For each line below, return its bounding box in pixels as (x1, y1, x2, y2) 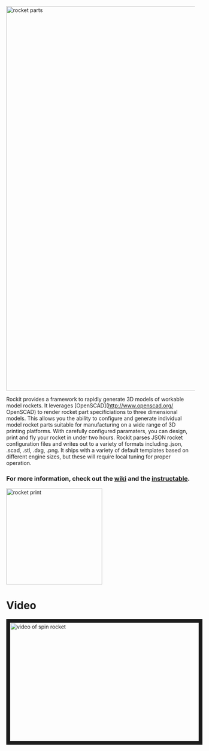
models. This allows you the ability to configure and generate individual (6, 415, 182, 422)
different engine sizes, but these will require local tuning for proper (6, 453, 171, 460)
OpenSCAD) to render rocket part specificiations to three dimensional (6, 409, 178, 415)
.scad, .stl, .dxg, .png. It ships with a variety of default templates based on (6, 447, 189, 454)
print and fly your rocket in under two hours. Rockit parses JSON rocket (6, 434, 183, 441)
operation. (6, 460, 32, 466)
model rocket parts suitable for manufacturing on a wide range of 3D (6, 421, 176, 428)
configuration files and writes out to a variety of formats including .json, (6, 440, 183, 447)
